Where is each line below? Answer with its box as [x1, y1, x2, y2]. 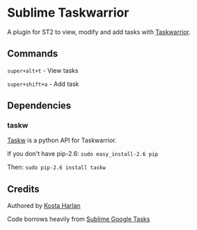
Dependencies [7, 100, 71, 112]
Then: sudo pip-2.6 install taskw [7, 163, 106, 171]
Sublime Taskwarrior [7, 5, 129, 21]
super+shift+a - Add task [7, 80, 79, 88]
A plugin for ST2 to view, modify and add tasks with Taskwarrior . [7, 28, 191, 36]
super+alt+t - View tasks [7, 66, 79, 74]
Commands [7, 48, 59, 60]
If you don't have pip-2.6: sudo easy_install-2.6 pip [7, 150, 159, 158]
